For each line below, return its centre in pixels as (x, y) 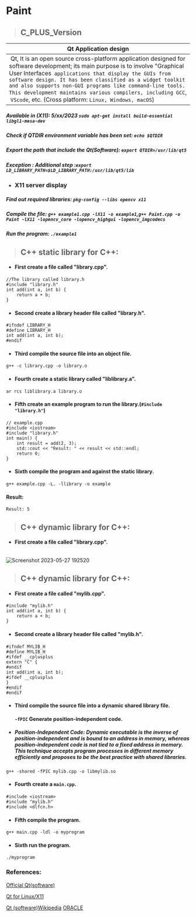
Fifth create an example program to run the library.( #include (88, 404)
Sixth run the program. (43, 845)
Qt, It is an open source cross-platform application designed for (98, 59)
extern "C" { (22, 662)
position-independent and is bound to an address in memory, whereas (102, 739)
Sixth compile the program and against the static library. (84, 472)
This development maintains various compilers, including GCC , (98, 92)
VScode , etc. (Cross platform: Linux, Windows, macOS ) (83, 99)
